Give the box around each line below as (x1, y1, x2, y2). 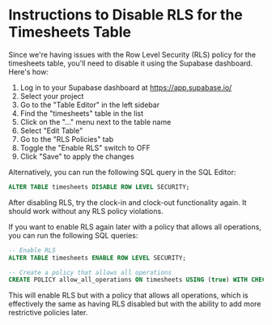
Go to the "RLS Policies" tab (19, 134, 114, 143)
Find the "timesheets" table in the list (19, 108, 144, 118)
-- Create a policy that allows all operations (8, 268, 172, 276)
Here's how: (8, 66, 49, 76)
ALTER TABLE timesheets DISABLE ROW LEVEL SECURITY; (8, 182, 190, 191)
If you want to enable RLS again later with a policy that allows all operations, (8, 221, 261, 232)
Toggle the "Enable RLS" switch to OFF (19, 143, 151, 152)
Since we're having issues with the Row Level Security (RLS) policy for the (8, 49, 257, 59)
